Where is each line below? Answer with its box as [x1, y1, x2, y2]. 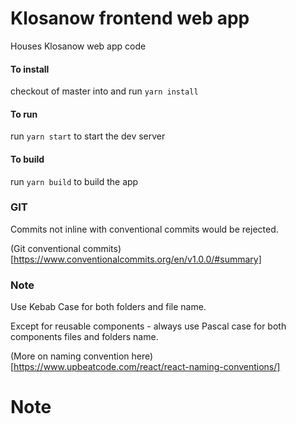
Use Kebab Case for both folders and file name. [10, 301, 207, 313]
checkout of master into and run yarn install [10, 85, 199, 97]
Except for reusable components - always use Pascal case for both [10, 320, 287, 332]
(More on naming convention [10, 350, 130, 362]
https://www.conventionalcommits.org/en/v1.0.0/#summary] [13, 253, 262, 265]
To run [10, 108, 38, 120]
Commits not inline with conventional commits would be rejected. [10, 223, 279, 235]
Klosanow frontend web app [10, 7, 250, 30]
